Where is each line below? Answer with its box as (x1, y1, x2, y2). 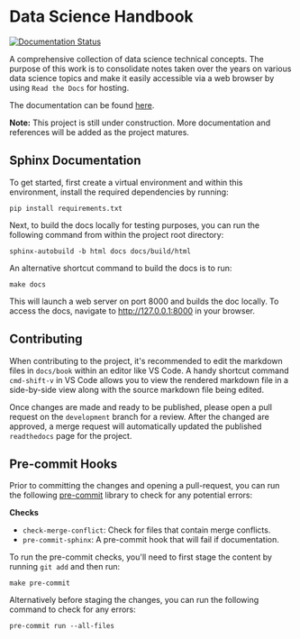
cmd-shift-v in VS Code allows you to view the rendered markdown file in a (9, 374, 289, 385)
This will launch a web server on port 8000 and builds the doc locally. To (9, 296, 279, 306)
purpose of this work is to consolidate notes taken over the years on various (9, 63, 292, 74)
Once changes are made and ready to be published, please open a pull (9, 401, 273, 412)
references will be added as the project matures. (9, 126, 189, 137)
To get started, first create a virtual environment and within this (9, 177, 243, 187)
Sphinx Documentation (9, 153, 141, 169)
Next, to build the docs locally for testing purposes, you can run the (9, 219, 260, 231)
